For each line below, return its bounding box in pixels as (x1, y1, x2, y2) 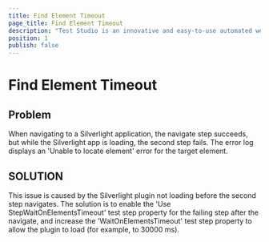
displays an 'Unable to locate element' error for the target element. (8, 146, 228, 156)
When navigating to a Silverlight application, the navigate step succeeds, (8, 129, 248, 139)
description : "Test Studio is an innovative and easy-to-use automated (8, 26, 252, 34)
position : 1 (8, 34, 48, 42)
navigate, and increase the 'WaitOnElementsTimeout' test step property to (8, 216, 252, 225)
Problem (8, 107, 52, 121)
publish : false (8, 42, 59, 50)
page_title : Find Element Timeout (8, 19, 124, 27)
